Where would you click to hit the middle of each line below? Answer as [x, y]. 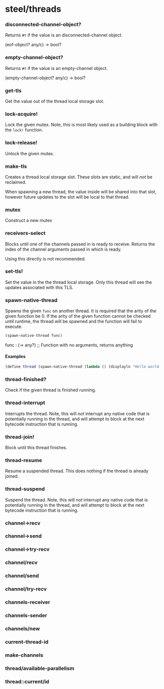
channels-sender [26, 615]
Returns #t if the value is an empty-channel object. [56, 68]
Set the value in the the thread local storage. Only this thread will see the [79, 282]
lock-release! [21, 143]
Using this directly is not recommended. [45, 259]
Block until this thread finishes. [36, 447]
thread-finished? [26, 379]
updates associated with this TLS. [39, 287]
